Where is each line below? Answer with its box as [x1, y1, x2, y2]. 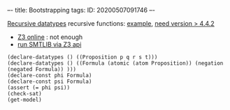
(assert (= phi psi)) [7, 84, 71, 91]
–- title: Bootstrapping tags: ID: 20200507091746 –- [7, 6, 156, 14]
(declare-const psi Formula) [7, 78, 92, 85]
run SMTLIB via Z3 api [17, 40, 82, 48]
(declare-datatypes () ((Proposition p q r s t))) [7, 54, 158, 61]
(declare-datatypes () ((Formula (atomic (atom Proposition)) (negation [7, 60, 224, 67]
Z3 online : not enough [17, 33, 83, 41]
